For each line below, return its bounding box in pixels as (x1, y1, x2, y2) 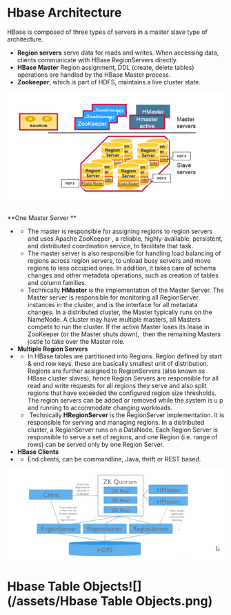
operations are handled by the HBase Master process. (17, 71, 171, 79)
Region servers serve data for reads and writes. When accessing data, (17, 48, 219, 57)
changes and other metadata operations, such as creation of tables (27, 271, 219, 279)
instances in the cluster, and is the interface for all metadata (27, 301, 198, 309)
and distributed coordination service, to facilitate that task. (27, 242, 194, 250)
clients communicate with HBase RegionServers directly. (17, 55, 178, 64)
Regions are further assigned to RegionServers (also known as (27, 367, 205, 375)
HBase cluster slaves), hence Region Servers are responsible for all (27, 374, 219, 383)
